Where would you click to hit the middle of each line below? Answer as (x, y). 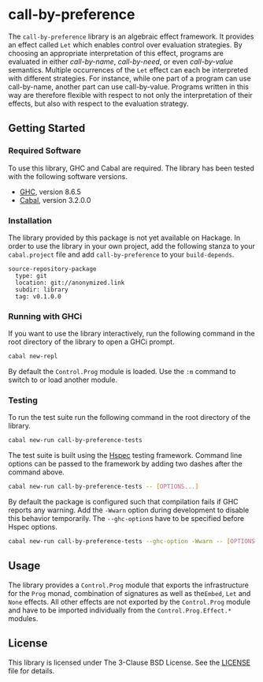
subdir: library (42, 290)
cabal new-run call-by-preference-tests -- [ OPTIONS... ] (104, 487)
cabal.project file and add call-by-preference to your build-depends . (121, 254)
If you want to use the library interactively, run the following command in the (131, 334)
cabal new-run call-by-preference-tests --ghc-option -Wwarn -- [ (119, 541)
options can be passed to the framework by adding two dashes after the (125, 464)
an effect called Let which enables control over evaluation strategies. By (125, 44)
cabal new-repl (33, 357)
